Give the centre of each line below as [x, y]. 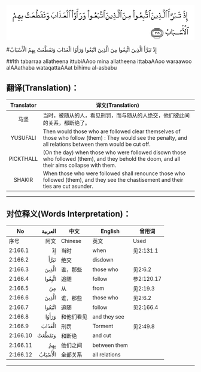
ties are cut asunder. [68, 186]
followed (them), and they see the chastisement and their [113, 180]
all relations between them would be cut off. [97, 144]
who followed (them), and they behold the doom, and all [112, 159]
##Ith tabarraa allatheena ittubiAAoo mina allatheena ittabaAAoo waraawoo [99, 61]
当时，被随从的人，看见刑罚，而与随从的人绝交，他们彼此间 [116, 115]
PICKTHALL [23, 159]
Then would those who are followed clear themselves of [112, 131]
